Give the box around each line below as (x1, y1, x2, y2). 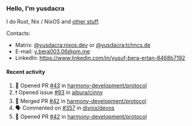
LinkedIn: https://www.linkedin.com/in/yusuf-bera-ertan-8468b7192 (15, 55, 186, 62)
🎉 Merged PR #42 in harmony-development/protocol (15, 97, 147, 104)
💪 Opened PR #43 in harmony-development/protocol (15, 82, 147, 89)
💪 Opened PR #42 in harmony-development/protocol (15, 113, 147, 120)
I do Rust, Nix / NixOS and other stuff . (6, 18, 100, 25)
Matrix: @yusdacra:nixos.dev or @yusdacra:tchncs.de (15, 41, 151, 49)
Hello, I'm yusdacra (6, 4, 65, 13)
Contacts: (6, 30, 31, 37)
